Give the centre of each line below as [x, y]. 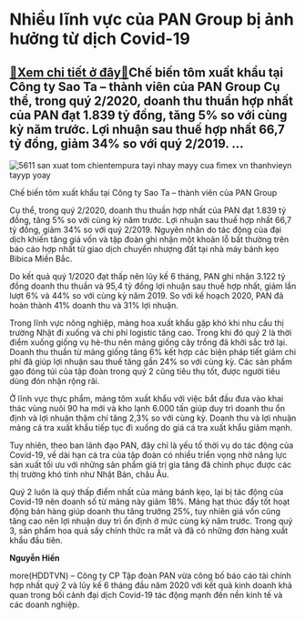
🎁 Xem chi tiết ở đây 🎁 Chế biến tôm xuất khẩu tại [147, 72]
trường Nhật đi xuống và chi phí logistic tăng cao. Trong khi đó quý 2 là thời [151, 333]
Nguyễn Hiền [35, 558]
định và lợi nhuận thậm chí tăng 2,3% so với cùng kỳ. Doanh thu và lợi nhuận [153, 418]
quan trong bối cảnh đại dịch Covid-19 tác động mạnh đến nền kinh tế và [146, 595]
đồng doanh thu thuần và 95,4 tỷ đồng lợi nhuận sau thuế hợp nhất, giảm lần [153, 286]
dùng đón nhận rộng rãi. [55, 381]
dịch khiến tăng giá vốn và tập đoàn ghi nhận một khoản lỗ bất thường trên [149, 239]
